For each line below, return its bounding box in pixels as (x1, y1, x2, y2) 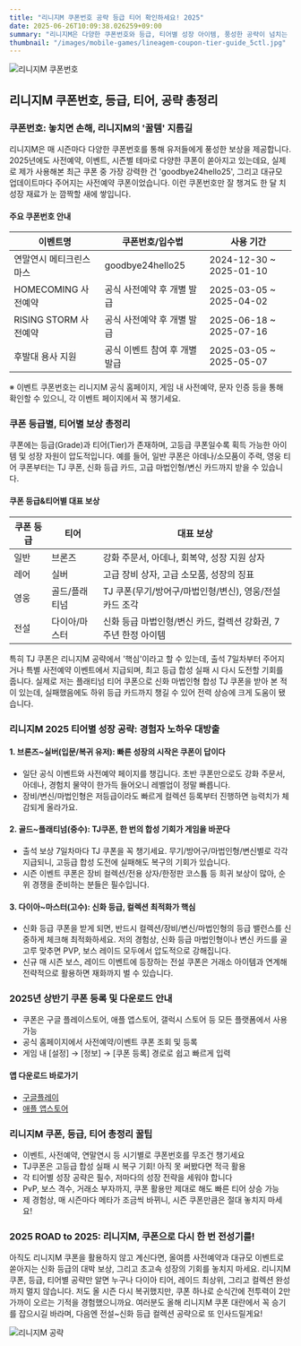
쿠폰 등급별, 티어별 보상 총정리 (9, 418, 132, 430)
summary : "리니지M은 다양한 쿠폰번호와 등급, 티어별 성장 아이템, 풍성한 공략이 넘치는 (9, 30, 288, 39)
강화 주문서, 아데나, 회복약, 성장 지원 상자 (102, 551, 266, 564)
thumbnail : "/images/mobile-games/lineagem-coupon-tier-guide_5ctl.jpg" (9, 38, 287, 47)
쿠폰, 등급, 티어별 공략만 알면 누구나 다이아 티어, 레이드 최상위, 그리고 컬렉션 (9, 1274, 274, 1286)
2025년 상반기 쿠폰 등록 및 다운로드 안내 (9, 992, 173, 1005)
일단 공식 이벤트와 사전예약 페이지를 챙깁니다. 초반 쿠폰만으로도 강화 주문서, (21, 768, 286, 779)
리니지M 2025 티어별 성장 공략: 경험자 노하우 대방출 (9, 722, 220, 735)
